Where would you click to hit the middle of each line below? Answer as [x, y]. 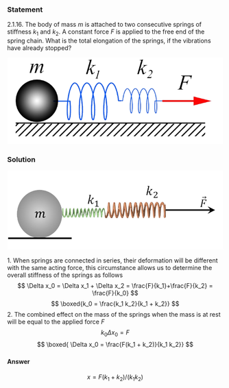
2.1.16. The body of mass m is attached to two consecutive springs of [105, 25]
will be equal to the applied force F [56, 322]
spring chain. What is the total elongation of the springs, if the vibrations [109, 41]
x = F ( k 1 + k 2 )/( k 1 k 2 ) [115, 377]
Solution [22, 160]
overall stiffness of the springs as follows [65, 275]
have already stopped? [39, 48]
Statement [25, 10]
